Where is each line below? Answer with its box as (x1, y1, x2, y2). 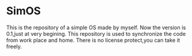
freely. (6, 43, 22, 50)
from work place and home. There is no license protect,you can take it (6, 36, 181, 43)
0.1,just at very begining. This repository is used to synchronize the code (6, 30, 186, 37)
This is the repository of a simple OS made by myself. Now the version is (6, 24, 187, 31)
